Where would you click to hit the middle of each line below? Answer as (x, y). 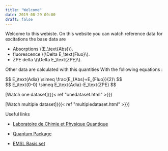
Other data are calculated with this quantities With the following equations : (84, 69)
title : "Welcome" (24, 10)
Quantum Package (32, 134)
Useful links (18, 114)
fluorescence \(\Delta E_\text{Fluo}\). (51, 54)
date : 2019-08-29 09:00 (31, 15)
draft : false (19, 19)
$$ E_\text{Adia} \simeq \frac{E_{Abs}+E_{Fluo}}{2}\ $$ (64, 80)
